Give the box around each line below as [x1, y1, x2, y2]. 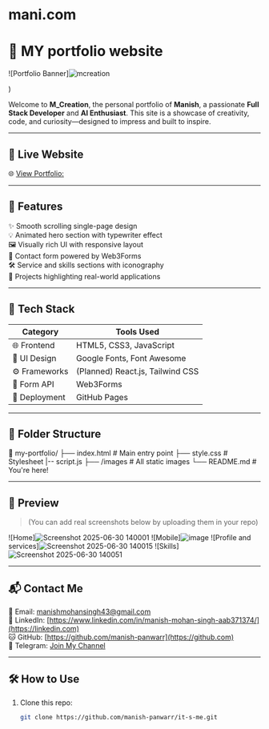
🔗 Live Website [8, 147, 84, 161]
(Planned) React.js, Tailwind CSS [75, 366, 199, 377]
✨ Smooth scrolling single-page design [8, 221, 138, 230]
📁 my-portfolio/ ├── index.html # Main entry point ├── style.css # [8, 448, 228, 458]
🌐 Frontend [12, 339, 55, 350]
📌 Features [8, 200, 63, 214]
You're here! [8, 466, 50, 475]
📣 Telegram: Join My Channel [8, 641, 106, 650]
